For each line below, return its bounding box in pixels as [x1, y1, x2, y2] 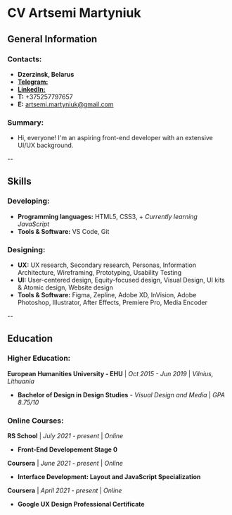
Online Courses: [7, 416, 64, 426]
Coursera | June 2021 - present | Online [7, 459, 123, 468]
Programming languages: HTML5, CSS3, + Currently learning [17, 212, 198, 221]
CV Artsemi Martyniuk [7, 5, 141, 21]
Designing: [7, 244, 46, 254]
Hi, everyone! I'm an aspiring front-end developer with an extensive [17, 134, 213, 142]
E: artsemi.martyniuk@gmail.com [17, 100, 114, 108]
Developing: [7, 196, 50, 206]
